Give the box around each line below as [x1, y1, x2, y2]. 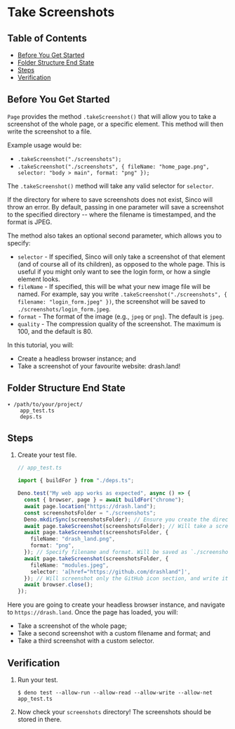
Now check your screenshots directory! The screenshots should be [17, 708, 212, 716]
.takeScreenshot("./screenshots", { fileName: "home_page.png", [17, 163, 210, 170]
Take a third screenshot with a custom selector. [17, 637, 154, 645]
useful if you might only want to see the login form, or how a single [17, 267, 210, 276]
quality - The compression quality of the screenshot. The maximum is [17, 319, 222, 328]
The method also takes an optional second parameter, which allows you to [7, 231, 222, 240]
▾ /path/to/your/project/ [7, 401, 83, 408]
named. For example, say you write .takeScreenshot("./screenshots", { [17, 290, 228, 298]
